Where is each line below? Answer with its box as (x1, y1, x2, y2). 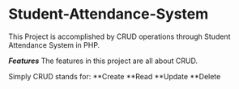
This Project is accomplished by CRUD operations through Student (8, 32, 231, 41)
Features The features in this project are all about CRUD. (8, 56, 198, 66)
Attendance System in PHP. (8, 40, 100, 49)
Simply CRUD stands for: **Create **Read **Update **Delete (8, 71, 221, 81)
